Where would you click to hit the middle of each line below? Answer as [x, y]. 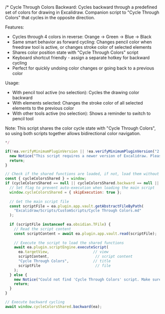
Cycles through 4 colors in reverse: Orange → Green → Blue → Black [82, 37]
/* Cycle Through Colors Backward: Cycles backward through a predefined [81, 7]
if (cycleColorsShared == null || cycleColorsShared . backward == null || [82, 183]
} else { [18, 275]
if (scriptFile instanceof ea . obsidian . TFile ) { [60, 224]
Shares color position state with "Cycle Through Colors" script [75, 52]
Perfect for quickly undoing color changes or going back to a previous [83, 68]
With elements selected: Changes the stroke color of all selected [78, 103]
